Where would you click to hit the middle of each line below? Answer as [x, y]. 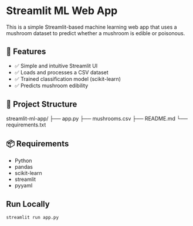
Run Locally [28, 204]
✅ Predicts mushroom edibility [51, 85]
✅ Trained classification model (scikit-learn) [68, 79]
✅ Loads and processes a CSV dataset [61, 72]
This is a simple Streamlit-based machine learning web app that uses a [92, 27]
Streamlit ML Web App [62, 11]
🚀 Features [26, 52]
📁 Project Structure [42, 105]
